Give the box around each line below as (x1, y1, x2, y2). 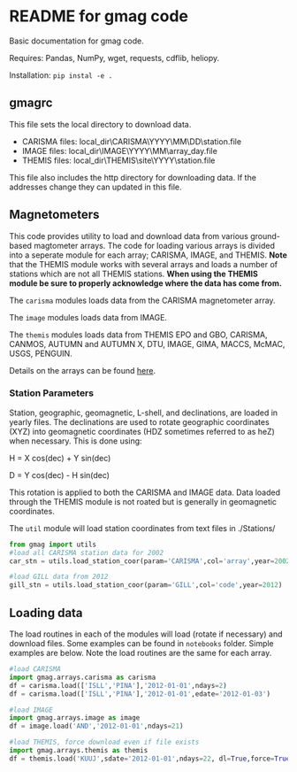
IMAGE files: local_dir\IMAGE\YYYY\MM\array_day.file (21, 145, 218, 156)
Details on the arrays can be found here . (9, 365, 156, 375)
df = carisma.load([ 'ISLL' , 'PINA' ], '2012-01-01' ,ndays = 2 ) (9, 681, 227, 690)
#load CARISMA (9, 665, 62, 674)
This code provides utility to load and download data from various (9, 230, 249, 241)
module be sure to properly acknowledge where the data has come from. (9, 277, 283, 289)
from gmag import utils (9, 540, 97, 549)
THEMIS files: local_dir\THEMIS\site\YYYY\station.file (21, 155, 216, 166)
